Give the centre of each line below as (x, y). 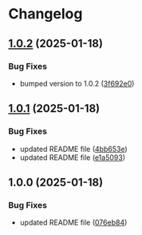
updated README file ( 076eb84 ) (73, 223)
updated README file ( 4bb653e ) (73, 149)
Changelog (45, 14)
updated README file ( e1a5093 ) (73, 157)
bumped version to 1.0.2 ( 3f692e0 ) (77, 83)
